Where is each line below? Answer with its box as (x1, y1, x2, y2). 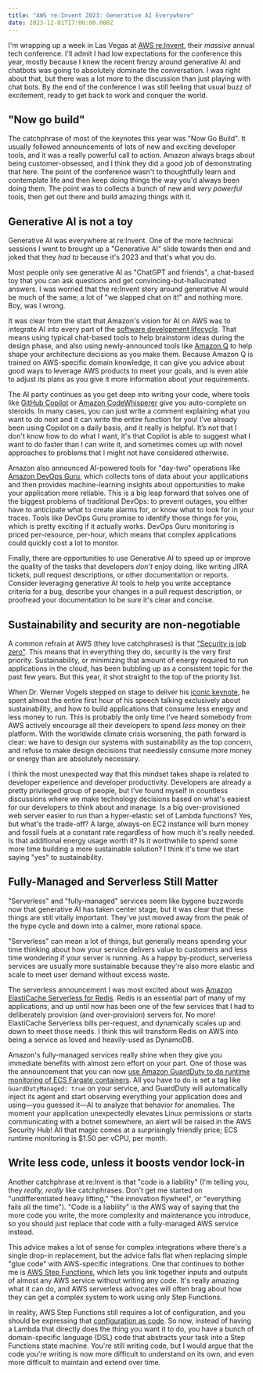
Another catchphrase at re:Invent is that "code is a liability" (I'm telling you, (8, 1177, 250, 1186)
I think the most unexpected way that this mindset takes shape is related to (8, 769, 250, 778)
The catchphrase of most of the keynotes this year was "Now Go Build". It (8, 134, 247, 144)
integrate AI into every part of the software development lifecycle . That (8, 325, 237, 334)
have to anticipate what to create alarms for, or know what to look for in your (8, 505, 254, 515)
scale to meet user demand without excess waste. (8, 970, 170, 979)
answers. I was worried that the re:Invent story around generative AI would (8, 284, 249, 294)
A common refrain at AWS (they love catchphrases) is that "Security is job (8, 639, 247, 648)
